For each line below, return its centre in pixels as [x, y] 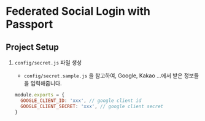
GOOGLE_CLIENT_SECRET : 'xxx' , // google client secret [92, 106]
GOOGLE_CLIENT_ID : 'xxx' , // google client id [81, 100]
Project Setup [33, 47]
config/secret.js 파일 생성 [48, 62]
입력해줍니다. [46, 83]
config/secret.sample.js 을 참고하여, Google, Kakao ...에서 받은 [103, 76]
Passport [29, 24]
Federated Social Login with [78, 11]
